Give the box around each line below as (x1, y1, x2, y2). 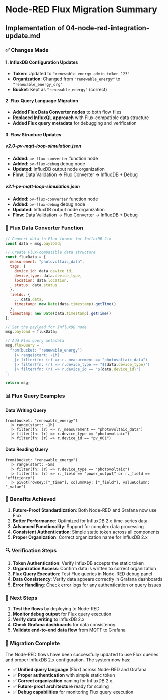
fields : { (10, 292, 30, 297)
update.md (5, 31, 41, 40)
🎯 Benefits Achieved (5, 496, 57, 503)
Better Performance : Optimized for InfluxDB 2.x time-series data (12, 518, 148, 524)
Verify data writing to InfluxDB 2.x (12, 616, 85, 622)
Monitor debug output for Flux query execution (12, 611, 112, 617)
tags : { (10, 264, 26, 269)
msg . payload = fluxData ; (5, 329, 58, 334)
